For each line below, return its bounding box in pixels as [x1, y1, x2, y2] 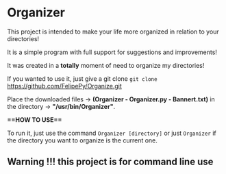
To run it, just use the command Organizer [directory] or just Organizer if [7, 129, 217, 137]
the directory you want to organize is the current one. [7, 136, 158, 145]
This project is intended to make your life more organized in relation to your [7, 27, 219, 36]
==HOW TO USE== [7, 115, 62, 124]
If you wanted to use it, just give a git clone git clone [7, 74, 158, 83]
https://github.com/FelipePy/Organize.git [7, 82, 122, 90]
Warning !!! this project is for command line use [7, 156, 214, 168]
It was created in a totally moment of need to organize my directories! [7, 61, 205, 69]
